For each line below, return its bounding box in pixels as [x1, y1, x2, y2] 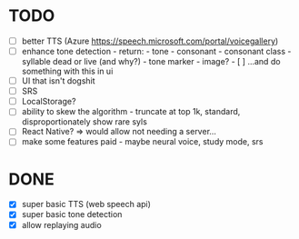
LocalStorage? [21, 96, 76, 107]
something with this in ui [21, 65, 114, 77]
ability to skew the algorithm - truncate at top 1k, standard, [21, 106, 241, 117]
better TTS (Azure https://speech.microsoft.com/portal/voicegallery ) [21, 35, 279, 46]
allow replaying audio [21, 219, 102, 230]
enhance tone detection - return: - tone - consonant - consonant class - [21, 46, 292, 56]
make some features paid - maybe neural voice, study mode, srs [21, 136, 264, 147]
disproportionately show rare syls [21, 116, 147, 127]
